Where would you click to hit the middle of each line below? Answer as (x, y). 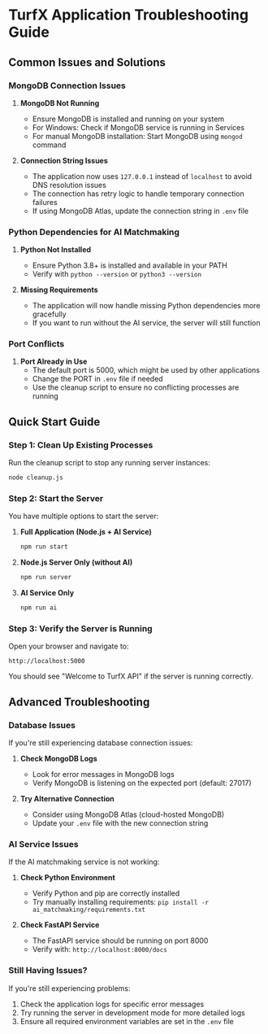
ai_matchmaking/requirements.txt (89, 910)
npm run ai (39, 608)
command (49, 145)
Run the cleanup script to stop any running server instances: (110, 463)
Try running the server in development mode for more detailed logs (132, 1012)
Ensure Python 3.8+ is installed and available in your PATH (130, 265)
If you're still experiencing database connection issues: (101, 743)
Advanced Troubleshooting (79, 702)
